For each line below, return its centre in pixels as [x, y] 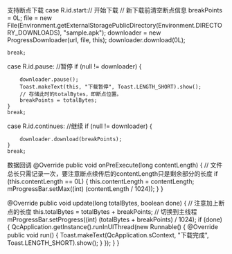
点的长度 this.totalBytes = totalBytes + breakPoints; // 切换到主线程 [102, 212]
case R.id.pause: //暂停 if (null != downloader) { [74, 66]
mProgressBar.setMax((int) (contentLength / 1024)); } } [86, 189]
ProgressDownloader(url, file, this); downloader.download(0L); [96, 40]
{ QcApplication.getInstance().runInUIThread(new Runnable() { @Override [113, 227]
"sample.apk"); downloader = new [112, 33]
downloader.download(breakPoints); [71, 139]
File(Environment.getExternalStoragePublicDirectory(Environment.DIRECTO [115, 25]
